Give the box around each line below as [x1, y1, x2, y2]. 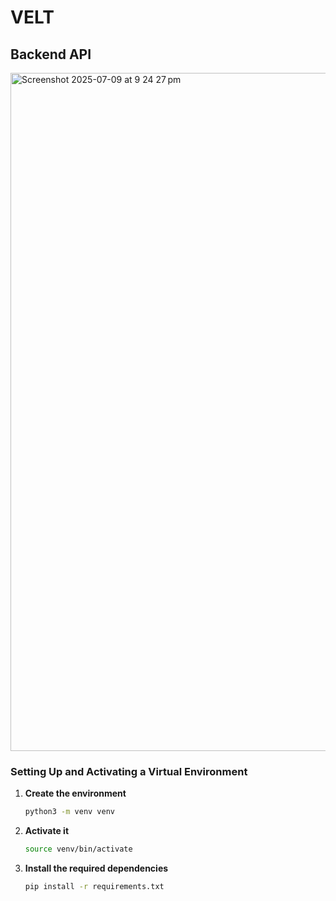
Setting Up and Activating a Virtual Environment [10, 764, 248, 778]
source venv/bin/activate [24, 844, 133, 855]
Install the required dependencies [24, 862, 169, 875]
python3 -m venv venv [24, 807, 116, 817]
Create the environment [24, 787, 127, 800]
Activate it [24, 825, 70, 837]
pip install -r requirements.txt [24, 882, 165, 892]
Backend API [10, 46, 92, 63]
